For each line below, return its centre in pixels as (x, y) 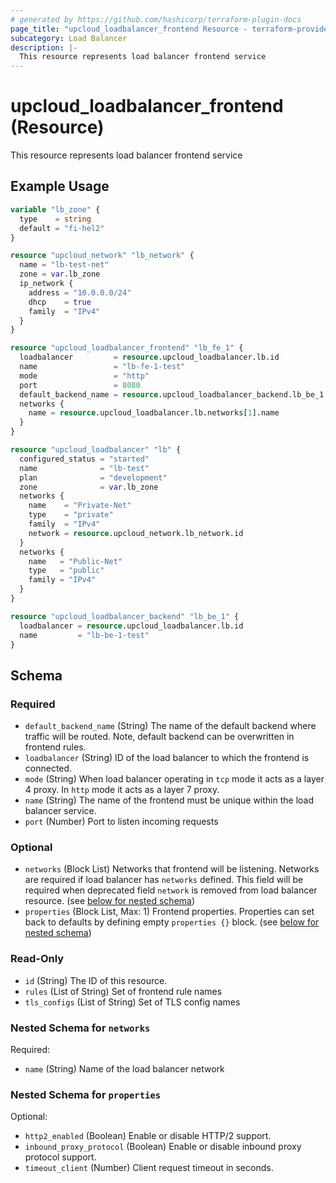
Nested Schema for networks (80, 1028)
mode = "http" (84, 376)
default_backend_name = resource (89, 394)
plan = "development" (93, 477)
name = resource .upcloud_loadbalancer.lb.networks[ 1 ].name (154, 413)
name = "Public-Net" (75, 561)
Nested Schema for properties (86, 1094)
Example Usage (60, 186)
